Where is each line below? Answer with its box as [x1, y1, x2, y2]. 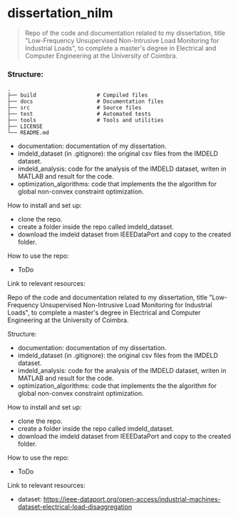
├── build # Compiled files [7, 91, 148, 99]
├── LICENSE [7, 123, 43, 130]
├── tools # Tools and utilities [7, 116, 164, 124]
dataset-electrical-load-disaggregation [17, 502, 133, 512]
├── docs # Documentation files [7, 98, 164, 105]
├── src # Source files [7, 104, 142, 111]
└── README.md [7, 129, 50, 136]
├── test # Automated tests [7, 111, 152, 118]
